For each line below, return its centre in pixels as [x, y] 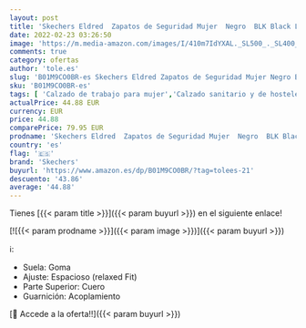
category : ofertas [44, 60]
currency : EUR [36, 111]
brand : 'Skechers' [44, 162]
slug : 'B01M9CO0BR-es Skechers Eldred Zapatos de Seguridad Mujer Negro [150, 77]
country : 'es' [36, 145]
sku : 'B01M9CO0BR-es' [51, 86]
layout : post [34, 18]
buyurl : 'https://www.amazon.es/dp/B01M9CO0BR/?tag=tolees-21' [132, 170]
